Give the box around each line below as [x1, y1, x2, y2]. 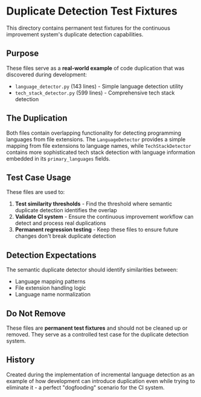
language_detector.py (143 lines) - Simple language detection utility [14, 82, 183, 90]
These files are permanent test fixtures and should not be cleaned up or [6, 324, 188, 332]
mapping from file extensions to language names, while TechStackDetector [6, 142, 191, 149]
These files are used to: [6, 188, 65, 196]
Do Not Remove [6, 308, 66, 319]
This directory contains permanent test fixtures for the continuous [6, 24, 171, 32]
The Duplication [6, 113, 68, 124]
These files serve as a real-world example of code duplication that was [6, 64, 185, 72]
